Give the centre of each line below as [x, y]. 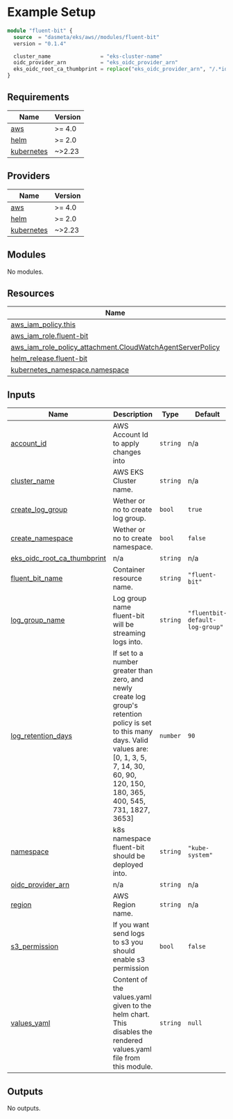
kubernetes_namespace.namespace [70, 370]
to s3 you [128, 942]
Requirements [38, 97]
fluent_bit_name [37, 579]
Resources [31, 293]
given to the [132, 1005]
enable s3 [129, 960]
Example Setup [51, 12]
